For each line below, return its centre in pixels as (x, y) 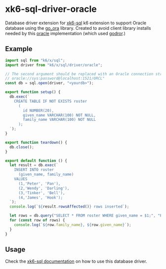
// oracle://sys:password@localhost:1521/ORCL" (55, 79)
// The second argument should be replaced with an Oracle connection (79, 74)
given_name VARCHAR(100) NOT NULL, (60, 115)
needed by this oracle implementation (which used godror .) (65, 33)
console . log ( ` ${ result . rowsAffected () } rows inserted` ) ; (69, 207)
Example (19, 49)
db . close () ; (22, 147)
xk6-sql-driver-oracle (51, 9)
